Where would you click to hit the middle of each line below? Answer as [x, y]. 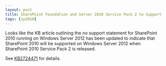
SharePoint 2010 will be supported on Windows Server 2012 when [73, 44]
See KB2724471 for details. [33, 59]
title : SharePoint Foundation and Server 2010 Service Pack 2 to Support [83, 14]
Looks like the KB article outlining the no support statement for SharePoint [81, 33]
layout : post [19, 10]
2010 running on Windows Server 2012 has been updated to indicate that [80, 38]
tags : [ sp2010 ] [21, 19]
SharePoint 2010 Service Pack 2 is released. [51, 49]
